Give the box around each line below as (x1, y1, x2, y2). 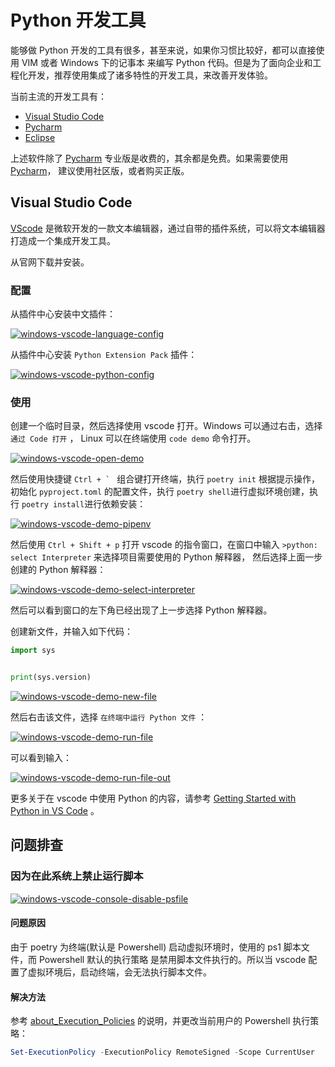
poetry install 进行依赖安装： (21, 498, 147, 510)
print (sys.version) (10, 672, 92, 683)
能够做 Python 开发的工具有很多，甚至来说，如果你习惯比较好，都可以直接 (10, 44, 317, 56)
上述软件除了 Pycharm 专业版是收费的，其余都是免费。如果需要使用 (10, 152, 289, 164)
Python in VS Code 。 (10, 805, 100, 817)
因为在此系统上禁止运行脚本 (10, 869, 144, 883)
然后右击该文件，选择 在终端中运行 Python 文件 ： (10, 711, 208, 723)
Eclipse (24, 131, 56, 143)
